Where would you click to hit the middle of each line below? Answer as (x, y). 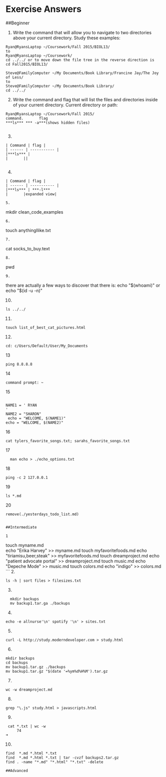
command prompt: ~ (25, 383)
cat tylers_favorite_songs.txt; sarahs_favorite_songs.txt (68, 441)
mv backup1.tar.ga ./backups (40, 603)
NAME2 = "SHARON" (24, 414)
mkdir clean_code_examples (34, 212)
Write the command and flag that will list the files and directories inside (85, 99)
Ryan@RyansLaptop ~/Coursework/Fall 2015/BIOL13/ (58, 47)
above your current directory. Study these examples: (66, 38)
